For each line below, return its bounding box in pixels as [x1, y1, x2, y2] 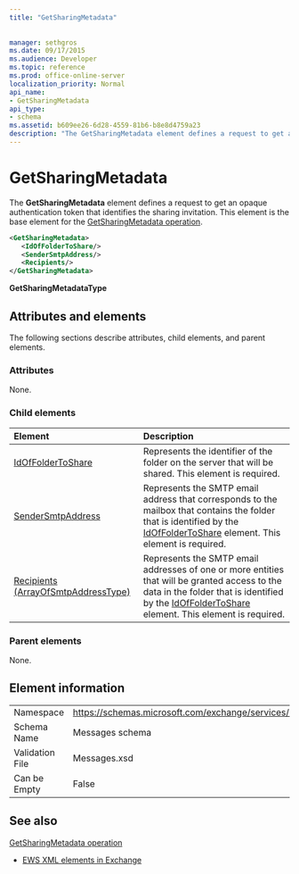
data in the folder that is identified [142, 586, 284, 598]
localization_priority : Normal [9, 79, 125, 88]
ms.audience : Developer [9, 54, 98, 63]
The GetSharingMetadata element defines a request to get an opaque [9, 197, 268, 208]
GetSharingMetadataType [9, 283, 108, 294]
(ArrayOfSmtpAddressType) [13, 586, 131, 598]
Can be [13, 771, 44, 784]
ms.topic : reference [9, 63, 86, 72]
